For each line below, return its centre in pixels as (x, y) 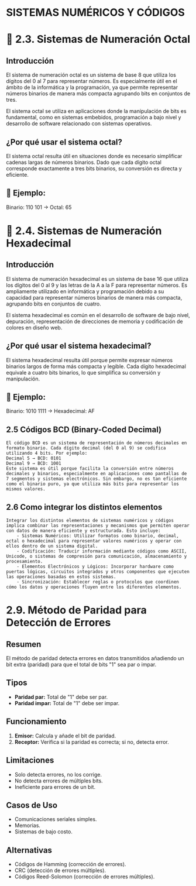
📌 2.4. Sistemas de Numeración (84, 231)
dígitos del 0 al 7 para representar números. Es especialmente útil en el (92, 81)
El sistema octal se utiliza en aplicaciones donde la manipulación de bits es (96, 111)
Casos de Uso (32, 805)
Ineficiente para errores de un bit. (55, 787)
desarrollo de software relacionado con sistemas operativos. (79, 123)
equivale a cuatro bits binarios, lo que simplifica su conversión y (83, 372)
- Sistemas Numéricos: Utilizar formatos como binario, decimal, (98, 536)
